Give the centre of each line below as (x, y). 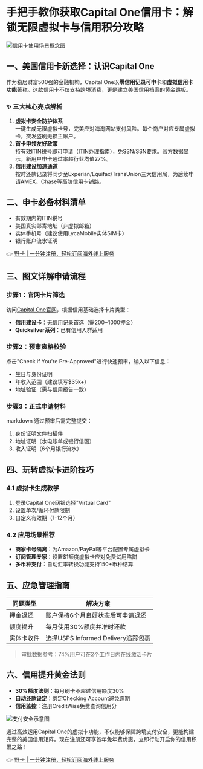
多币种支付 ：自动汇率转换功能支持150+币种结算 (74, 564)
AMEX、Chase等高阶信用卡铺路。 (62, 181)
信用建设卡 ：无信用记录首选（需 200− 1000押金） (76, 322)
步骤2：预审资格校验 (36, 347)
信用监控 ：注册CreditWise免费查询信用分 (66, 706)
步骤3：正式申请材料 (36, 406)
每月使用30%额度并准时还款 (86, 626)
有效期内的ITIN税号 (39, 218)
